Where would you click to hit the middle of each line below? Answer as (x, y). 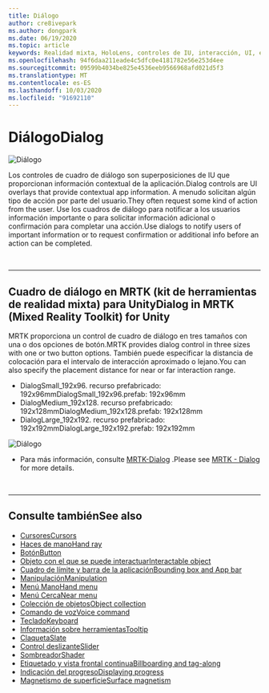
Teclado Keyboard (49, 620)
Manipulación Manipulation (64, 577)
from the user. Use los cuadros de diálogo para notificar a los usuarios (124, 209)
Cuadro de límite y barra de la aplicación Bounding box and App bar (131, 569)
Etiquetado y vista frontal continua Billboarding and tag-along (120, 663)
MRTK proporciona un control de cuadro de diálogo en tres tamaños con (128, 336)
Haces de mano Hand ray (61, 544)
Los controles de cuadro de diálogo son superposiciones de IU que (119, 175)
